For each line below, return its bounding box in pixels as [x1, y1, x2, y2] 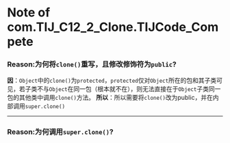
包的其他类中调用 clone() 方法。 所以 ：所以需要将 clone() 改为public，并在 [7, 94, 214, 102]
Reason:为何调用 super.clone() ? [7, 127, 114, 137]
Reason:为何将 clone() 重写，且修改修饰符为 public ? [7, 60, 177, 69]
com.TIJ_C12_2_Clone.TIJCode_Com [7, 19, 219, 35]
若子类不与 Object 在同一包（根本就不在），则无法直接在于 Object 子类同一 [18, 85, 221, 93]
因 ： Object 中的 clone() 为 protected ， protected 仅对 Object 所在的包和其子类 [7, 77, 217, 85]
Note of [7, 5, 51, 21]
